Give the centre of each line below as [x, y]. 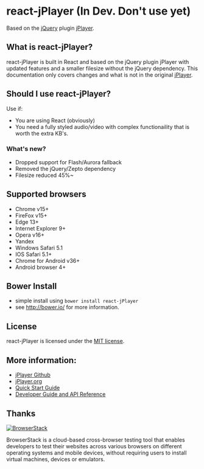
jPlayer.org [29, 381]
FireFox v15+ [31, 215]
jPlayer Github [33, 375]
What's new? [26, 149]
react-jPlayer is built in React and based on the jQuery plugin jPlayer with [98, 61]
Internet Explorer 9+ [40, 228]
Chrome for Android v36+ [47, 260]
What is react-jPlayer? [50, 47]
